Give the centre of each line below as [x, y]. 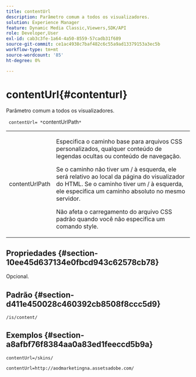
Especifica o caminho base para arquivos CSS [119, 142]
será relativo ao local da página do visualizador [120, 177]
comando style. [77, 227]
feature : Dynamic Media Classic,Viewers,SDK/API [66, 28]
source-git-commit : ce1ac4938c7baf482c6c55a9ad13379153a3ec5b [83, 44]
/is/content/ [22, 318]
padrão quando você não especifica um [111, 219]
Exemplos [24, 335]
